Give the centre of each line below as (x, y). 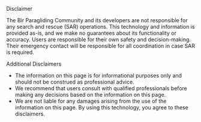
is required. (20, 52)
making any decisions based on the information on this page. (90, 95)
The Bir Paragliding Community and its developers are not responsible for (97, 20)
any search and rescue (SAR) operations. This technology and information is (100, 27)
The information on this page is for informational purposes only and (98, 75)
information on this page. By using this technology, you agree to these (102, 107)
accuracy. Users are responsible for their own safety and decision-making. (98, 39)
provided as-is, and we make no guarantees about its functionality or (91, 33)
